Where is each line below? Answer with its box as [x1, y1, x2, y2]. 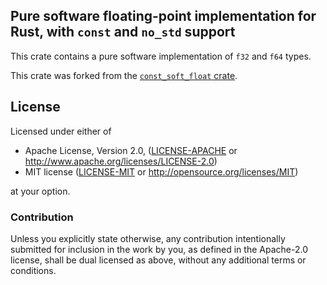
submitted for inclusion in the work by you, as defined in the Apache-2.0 [10, 243, 308, 255]
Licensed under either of [10, 125, 112, 137]
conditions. [10, 264, 57, 276]
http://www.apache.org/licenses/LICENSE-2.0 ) [24, 155, 218, 167]
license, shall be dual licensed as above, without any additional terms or [10, 254, 307, 266]
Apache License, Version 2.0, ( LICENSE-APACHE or [24, 144, 238, 156]
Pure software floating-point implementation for [10, 8, 317, 25]
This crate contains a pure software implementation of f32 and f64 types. [10, 50, 312, 62]
